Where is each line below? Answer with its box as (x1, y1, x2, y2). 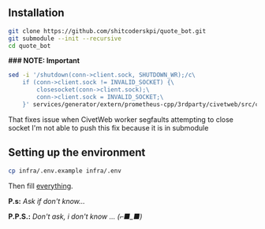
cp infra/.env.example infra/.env (8, 167, 122, 175)
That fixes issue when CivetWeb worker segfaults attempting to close (8, 114, 234, 124)
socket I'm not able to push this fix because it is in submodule (8, 123, 209, 132)
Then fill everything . (8, 181, 73, 190)
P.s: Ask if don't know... (8, 196, 85, 205)
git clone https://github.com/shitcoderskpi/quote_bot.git (8, 27, 207, 35)
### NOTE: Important (8, 56, 80, 65)
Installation (8, 6, 65, 20)
